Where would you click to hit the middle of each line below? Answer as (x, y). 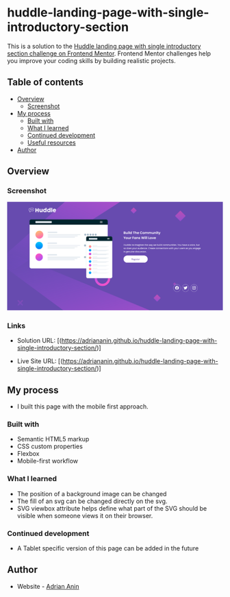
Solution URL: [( (39, 341)
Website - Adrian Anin (48, 586)
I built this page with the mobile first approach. (82, 406)
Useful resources (52, 143)
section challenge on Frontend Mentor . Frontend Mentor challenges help (109, 53)
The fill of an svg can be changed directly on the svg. (92, 501)
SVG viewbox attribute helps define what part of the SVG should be (112, 508)
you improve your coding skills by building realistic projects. (91, 60)
